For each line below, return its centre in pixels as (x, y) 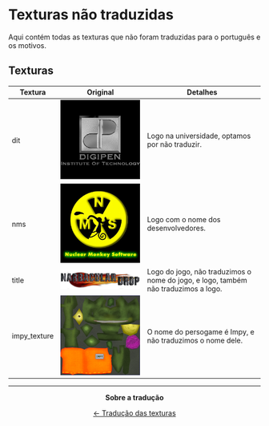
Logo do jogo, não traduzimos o (199, 271)
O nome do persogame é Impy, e (201, 331)
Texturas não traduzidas (91, 15)
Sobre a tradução (134, 398)
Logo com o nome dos (184, 220)
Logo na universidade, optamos (199, 136)
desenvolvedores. (177, 228)
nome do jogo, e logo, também (197, 280)
